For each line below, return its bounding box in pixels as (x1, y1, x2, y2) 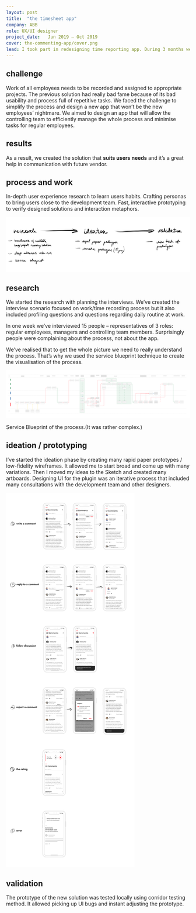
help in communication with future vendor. (6, 160, 108, 167)
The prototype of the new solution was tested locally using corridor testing (6, 894, 185, 901)
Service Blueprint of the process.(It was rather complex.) (6, 423, 143, 430)
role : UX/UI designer (6, 28, 59, 34)
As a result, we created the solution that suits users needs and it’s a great (6, 154, 184, 161)
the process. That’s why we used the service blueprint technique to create (6, 352, 185, 359)
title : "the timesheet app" (6, 15, 77, 22)
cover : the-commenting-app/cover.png (6, 40, 98, 46)
